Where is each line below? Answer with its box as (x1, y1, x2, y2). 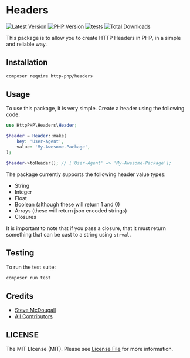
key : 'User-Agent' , (16, 139, 65, 144)
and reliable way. (6, 40, 47, 48)
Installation (6, 58, 48, 67)
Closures (14, 213, 37, 220)
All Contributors (14, 313, 53, 320)
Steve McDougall (14, 306, 56, 314)
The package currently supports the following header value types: (6, 171, 166, 178)
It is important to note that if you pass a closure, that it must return (6, 224, 166, 232)
